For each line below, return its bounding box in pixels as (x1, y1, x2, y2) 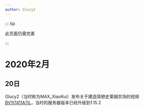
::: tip (5, 20, 16, 26)
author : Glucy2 (5, 7, 36, 12)
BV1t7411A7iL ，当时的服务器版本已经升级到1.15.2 (5, 99, 101, 105)
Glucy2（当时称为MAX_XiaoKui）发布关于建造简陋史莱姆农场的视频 (5, 93, 140, 99)
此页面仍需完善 (5, 30, 35, 37)
